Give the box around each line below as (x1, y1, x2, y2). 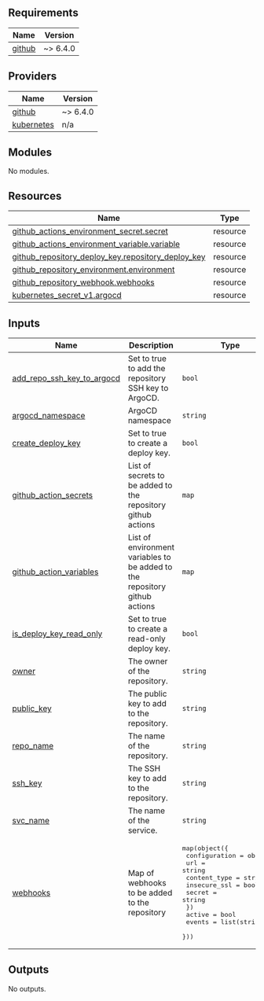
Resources (8, 189, 62, 203)
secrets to (127, 470, 165, 481)
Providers (8, 70, 57, 83)
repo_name (12, 741, 54, 752)
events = (185, 918, 218, 926)
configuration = (185, 852, 244, 860)
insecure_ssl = (185, 881, 240, 889)
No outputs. (8, 984, 46, 993)
